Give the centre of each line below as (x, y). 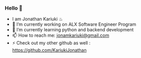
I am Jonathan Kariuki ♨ (37, 19)
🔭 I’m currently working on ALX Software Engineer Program (74, 24)
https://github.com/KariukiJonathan (49, 50)
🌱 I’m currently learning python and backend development (73, 30)
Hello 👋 (14, 8)
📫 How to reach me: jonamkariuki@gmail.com (61, 35)
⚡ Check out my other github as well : (51, 43)
